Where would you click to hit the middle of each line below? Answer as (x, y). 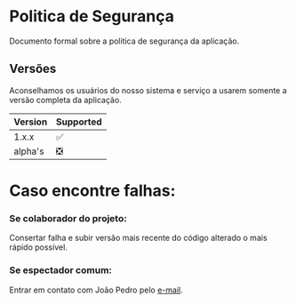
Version (31, 122)
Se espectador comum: (61, 270)
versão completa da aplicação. (65, 100)
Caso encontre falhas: (92, 191)
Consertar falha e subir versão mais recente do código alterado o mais (139, 238)
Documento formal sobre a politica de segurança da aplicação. (124, 41)
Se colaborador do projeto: (68, 218)
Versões (33, 69)
